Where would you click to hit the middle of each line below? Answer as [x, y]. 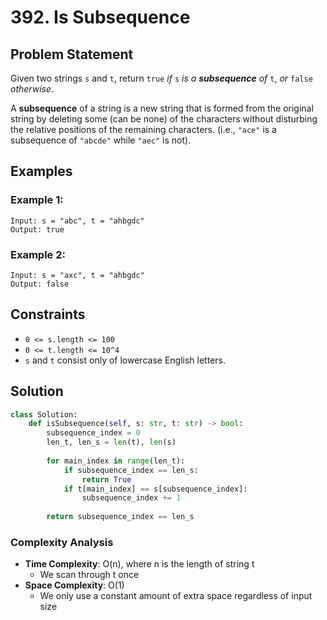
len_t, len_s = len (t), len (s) [111, 442]
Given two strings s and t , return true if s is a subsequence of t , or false [161, 78]
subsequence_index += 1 [131, 498]
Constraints [48, 314]
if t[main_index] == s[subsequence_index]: [155, 489]
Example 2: [38, 254]
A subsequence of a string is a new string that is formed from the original [162, 108]
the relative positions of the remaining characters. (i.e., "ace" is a [143, 129]
